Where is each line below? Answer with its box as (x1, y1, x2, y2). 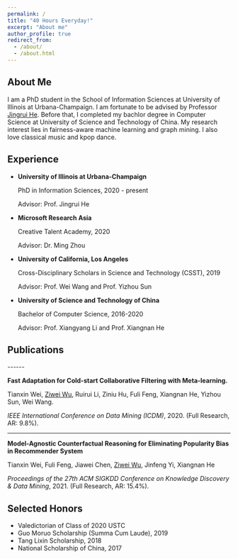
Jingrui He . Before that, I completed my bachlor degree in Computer (7, 110, 206, 118)
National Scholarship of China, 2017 (17, 544, 123, 553)
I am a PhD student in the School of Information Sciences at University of (7, 95, 221, 104)
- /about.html (13, 50, 55, 57)
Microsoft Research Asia (17, 214, 92, 222)
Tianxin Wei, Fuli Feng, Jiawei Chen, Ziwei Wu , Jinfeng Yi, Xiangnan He (7, 460, 215, 469)
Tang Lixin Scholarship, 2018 (17, 536, 102, 545)
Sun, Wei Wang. (7, 398, 54, 406)
